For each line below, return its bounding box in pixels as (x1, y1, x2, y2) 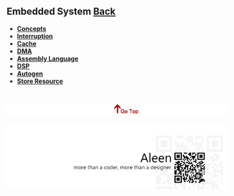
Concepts (16, 24, 46, 32)
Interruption (16, 32, 53, 40)
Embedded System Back (6, 6, 116, 18)
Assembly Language (16, 54, 79, 63)
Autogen (16, 69, 44, 78)
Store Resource (16, 77, 63, 85)
